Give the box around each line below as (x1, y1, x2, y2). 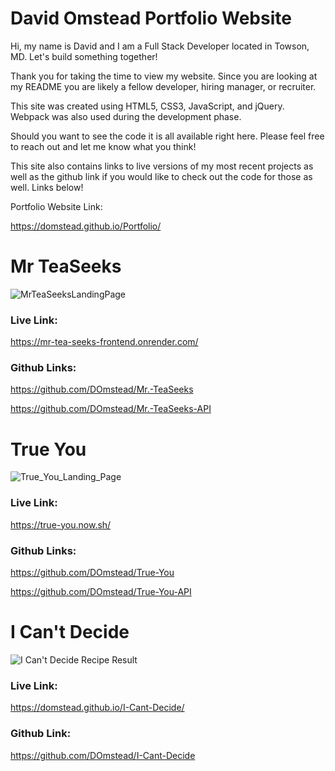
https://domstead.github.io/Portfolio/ (10, 220, 162, 232)
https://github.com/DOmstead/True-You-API (10, 586, 192, 597)
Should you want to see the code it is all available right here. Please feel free (10, 130, 325, 142)
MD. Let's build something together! (10, 50, 158, 62)
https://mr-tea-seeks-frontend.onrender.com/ (10, 336, 199, 348)
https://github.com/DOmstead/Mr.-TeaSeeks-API (10, 403, 212, 415)
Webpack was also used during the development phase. (10, 110, 242, 122)
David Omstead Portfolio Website (10, 7, 292, 30)
